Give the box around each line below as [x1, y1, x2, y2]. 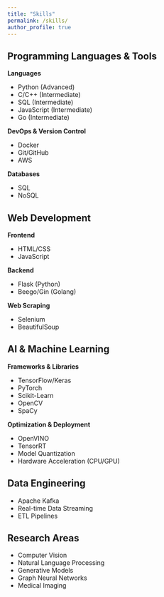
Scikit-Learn [17, 391, 54, 399]
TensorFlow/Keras [17, 376, 72, 384]
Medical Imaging [17, 581, 67, 590]
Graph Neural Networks [17, 573, 87, 582]
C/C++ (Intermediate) [17, 91, 81, 99]
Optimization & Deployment [7, 420, 91, 429]
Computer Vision [17, 551, 67, 560]
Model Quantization [17, 449, 76, 457]
